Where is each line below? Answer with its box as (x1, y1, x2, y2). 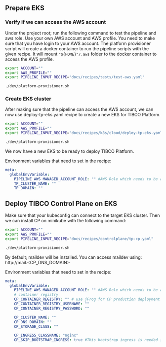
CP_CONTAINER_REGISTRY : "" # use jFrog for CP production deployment (14, 297, 161, 302)
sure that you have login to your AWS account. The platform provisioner (5, 40, 151, 46)
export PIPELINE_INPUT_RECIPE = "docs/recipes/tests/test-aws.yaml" (5, 75, 145, 80)
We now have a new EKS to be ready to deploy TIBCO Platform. (5, 148, 134, 154)
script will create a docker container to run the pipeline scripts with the (5, 45, 149, 51)
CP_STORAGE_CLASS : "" (14, 324, 58, 329)
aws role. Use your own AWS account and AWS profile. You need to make (5, 35, 155, 41)
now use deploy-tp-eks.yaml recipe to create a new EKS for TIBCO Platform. (5, 112, 161, 118)
